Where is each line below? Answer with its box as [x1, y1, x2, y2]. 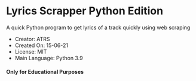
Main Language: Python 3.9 [14, 54, 83, 61]
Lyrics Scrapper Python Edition [6, 4, 163, 18]
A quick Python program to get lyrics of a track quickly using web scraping [6, 24, 191, 31]
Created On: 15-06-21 [14, 42, 69, 49]
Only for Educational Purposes [6, 68, 84, 75]
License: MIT [14, 48, 47, 55]
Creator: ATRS [14, 35, 50, 42]
